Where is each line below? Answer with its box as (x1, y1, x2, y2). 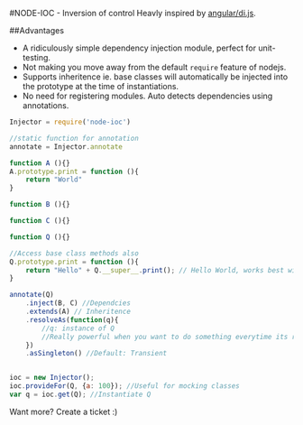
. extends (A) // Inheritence (25, 307, 131, 316)
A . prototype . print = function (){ (9, 167, 140, 176)
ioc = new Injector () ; (9, 374, 95, 383)
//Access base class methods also (9, 248, 140, 258)
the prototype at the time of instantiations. (22, 81, 179, 91)
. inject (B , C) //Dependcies (25, 299, 131, 308)
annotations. (22, 100, 69, 111)
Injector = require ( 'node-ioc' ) (9, 117, 131, 126)
